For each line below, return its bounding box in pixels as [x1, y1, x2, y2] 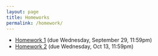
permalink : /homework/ [6, 20, 63, 26]
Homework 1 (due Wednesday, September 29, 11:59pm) [14, 37, 152, 44]
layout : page [6, 8, 39, 15]
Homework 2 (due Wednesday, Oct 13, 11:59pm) [14, 43, 134, 50]
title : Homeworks [6, 14, 50, 20]
